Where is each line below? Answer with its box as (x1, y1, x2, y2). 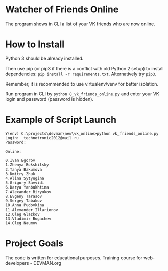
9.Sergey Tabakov (5, 198, 42, 203)
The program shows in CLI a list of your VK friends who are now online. (5, 20, 155, 27)
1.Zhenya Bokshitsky (5, 162, 50, 168)
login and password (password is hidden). (5, 96, 93, 102)
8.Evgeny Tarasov (5, 194, 42, 199)
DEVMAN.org (33, 260, 61, 266)
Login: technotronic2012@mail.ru (5, 135, 79, 140)
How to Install (5, 38, 65, 50)
